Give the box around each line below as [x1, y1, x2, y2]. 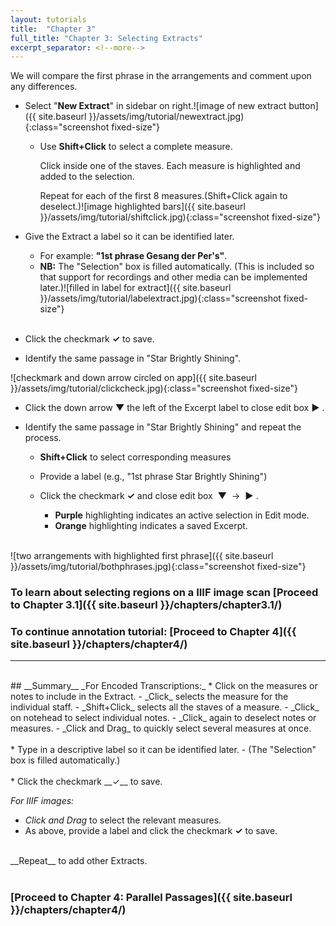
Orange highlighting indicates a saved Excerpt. [54, 520, 248, 532]
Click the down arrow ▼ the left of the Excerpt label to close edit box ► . [24, 402, 325, 414]
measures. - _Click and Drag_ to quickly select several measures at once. [10, 722, 312, 735]
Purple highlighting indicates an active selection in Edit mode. [54, 509, 310, 521]
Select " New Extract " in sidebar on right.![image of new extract [24, 100, 287, 112]
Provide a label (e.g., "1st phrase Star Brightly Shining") [39, 471, 268, 483]
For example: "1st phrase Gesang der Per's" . [39, 250, 228, 262]
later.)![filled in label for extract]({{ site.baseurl [39, 282, 232, 294]
